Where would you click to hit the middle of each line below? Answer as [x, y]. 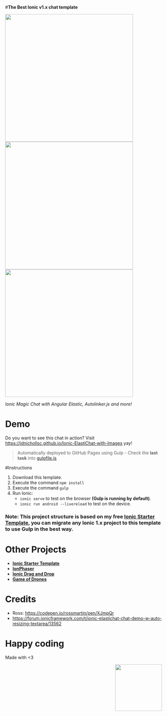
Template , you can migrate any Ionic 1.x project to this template [83, 523]
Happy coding [35, 643]
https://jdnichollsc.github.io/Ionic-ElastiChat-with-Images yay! [69, 443]
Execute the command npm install [48, 482]
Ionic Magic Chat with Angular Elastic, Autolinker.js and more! [69, 404]
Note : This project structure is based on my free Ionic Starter [80, 516]
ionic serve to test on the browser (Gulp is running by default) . [85, 498]
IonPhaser [23, 568]
